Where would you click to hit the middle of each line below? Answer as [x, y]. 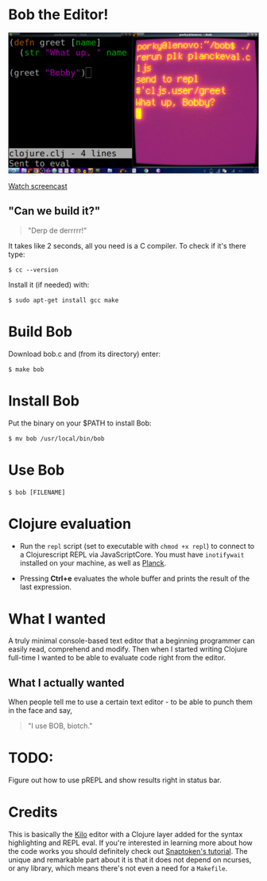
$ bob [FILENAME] [37, 492]
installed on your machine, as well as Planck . [93, 562]
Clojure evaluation [70, 524]
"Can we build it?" [54, 211]
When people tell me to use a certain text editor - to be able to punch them [130, 702]
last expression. [46, 586]
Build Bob [41, 331]
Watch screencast [38, 186]
